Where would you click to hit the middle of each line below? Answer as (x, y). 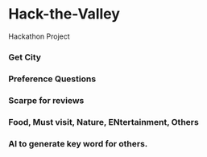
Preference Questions (52, 79)
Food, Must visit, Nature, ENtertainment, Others (103, 122)
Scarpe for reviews (46, 100)
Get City (25, 57)
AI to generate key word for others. (78, 143)
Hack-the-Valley (64, 14)
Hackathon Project (39, 36)
